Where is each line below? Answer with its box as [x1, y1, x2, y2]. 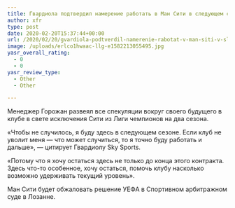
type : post [7, 23, 39, 30]
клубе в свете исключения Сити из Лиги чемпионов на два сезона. [7, 115, 209, 123]
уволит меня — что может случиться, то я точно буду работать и [7, 136, 202, 144]
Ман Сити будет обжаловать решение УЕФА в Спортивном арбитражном [7, 185, 227, 193]
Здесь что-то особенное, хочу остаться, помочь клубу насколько [7, 164, 204, 172]
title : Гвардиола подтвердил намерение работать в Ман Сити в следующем [7, 10, 224, 18]
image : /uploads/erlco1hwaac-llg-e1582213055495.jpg [7, 43, 164, 50]
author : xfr [7, 17, 42, 24]
